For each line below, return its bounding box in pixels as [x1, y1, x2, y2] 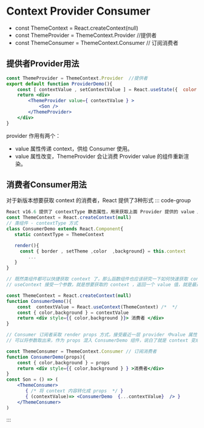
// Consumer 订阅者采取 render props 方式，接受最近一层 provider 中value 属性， [6, 332, 202, 338]
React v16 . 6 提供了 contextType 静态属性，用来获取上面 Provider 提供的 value [6, 209, 195, 215]
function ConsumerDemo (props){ [6, 354, 86, 360]
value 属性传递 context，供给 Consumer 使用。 [15, 144, 133, 152]
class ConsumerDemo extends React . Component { [6, 226, 123, 232]
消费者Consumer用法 [6, 180, 87, 190]
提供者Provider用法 [6, 59, 80, 69]
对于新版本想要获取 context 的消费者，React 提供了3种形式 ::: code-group [6, 197, 191, 204]
